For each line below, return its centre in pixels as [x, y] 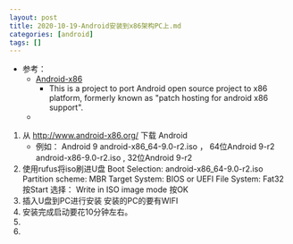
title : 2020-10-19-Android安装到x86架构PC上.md [95, 26]
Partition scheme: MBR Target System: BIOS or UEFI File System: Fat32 [153, 179]
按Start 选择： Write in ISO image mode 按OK [105, 189]
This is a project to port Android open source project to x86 [158, 88]
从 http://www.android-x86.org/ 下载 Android [105, 136]
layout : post [33, 17]
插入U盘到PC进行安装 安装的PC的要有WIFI [100, 201]
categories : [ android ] [51, 34]
